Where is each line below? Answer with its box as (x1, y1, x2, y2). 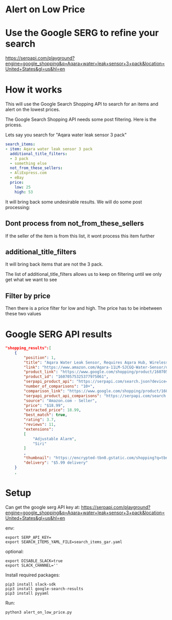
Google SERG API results (5, 329, 113, 340)
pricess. (5, 122, 23, 128)
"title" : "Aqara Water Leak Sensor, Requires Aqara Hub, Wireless (24, 360, 168, 365)
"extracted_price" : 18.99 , (24, 407, 81, 413)
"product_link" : (24, 369, 58, 374)
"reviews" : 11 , (24, 422, 56, 427)
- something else (10, 161, 47, 166)
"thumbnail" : (24, 456, 52, 461)
